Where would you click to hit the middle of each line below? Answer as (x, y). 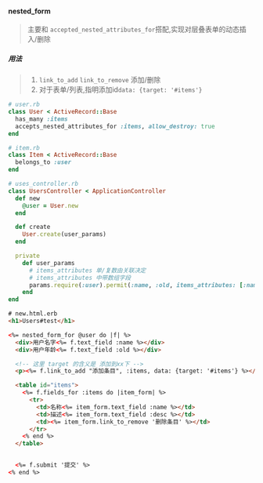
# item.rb (24, 148)
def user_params (49, 263)
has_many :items (41, 119)
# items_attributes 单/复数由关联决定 (87, 271)
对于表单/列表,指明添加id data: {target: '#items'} (121, 89)
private (28, 256)
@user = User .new (50, 205)
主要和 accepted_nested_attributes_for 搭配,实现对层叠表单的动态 (133, 29)
